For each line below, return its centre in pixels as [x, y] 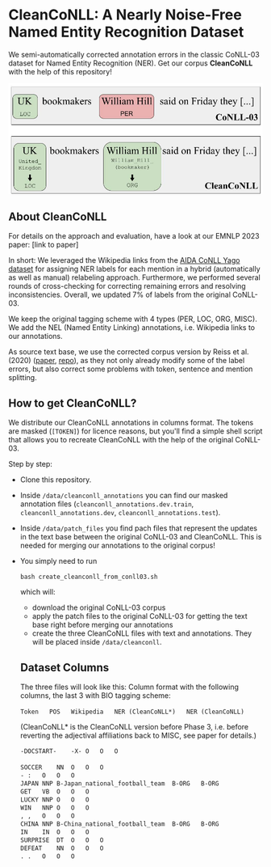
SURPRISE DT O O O [62, 840]
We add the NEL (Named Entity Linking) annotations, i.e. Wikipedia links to [132, 328]
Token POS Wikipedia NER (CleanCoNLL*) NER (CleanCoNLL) [132, 712]
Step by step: [30, 464]
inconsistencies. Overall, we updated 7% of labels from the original [120, 295]
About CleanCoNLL [58, 216]
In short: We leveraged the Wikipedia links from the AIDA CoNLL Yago [124, 260]
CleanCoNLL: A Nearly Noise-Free [125, 15]
